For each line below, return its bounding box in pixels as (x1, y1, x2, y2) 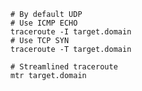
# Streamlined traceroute (10, 62, 118, 72)
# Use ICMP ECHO (10, 18, 78, 28)
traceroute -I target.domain (10, 27, 132, 37)
